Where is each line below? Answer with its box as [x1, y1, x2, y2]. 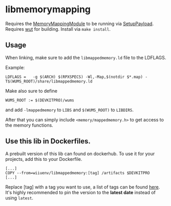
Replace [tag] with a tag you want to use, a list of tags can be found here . [5, 183, 160, 190]
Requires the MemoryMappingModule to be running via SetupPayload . [5, 20, 154, 27]
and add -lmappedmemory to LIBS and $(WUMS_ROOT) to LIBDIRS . [5, 107, 134, 113]
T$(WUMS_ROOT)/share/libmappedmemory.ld [5, 78, 93, 84]
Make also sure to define [5, 88, 58, 94]
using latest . [5, 195, 33, 201]
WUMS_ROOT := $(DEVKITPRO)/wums [5, 97, 74, 103]
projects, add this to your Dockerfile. [5, 156, 82, 162]
